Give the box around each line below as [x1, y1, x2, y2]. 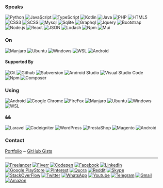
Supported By [5, 59, 34, 65]
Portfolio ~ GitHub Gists [5, 148, 52, 154]
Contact [5, 137, 25, 144]
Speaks [5, 3, 23, 10]
